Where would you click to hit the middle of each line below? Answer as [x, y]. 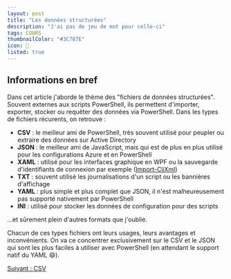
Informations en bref [53, 80]
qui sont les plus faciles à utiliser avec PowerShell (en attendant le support [113, 247]
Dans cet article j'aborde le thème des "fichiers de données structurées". [111, 97]
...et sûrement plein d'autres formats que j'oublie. [77, 219]
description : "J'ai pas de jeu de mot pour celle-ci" [86, 26]
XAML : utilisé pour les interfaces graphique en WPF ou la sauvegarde [117, 162]
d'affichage [34, 183]
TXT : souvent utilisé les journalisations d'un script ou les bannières [114, 177]
